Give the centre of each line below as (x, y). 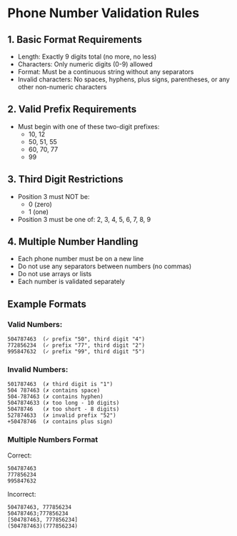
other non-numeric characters (62, 87)
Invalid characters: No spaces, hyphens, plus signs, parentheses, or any (123, 79)
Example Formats (47, 304)
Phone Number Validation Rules (104, 13)
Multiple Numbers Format (53, 440)
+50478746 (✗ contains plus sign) (60, 422)
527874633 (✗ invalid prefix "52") (62, 415)
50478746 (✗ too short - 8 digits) (64, 409)
